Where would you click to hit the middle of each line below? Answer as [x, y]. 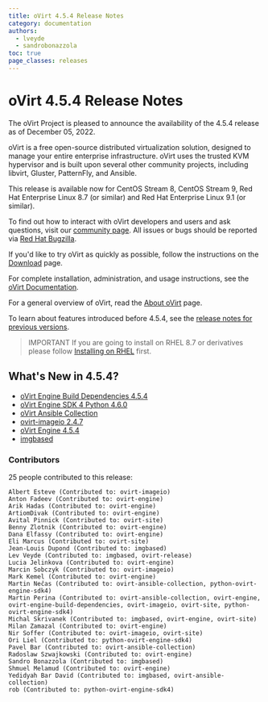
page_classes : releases [48, 61]
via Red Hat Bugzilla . [43, 238]
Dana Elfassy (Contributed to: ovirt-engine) [86, 534]
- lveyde [30, 38]
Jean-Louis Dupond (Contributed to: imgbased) [88, 548]
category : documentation [50, 23]
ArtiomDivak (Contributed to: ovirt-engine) [84, 513]
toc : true [25, 53]
